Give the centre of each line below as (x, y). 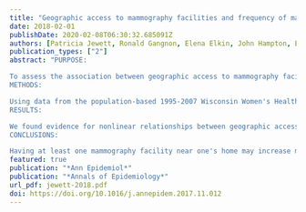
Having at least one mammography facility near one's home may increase (150, 151)
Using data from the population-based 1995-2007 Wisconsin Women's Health (154, 101)
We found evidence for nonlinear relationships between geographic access (154, 126)
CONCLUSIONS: (34, 135)
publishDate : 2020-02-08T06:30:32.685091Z (91, 35)
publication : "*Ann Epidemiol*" (71, 168)
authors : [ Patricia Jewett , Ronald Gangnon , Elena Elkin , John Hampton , (150, 43)
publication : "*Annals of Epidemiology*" (89, 177)
